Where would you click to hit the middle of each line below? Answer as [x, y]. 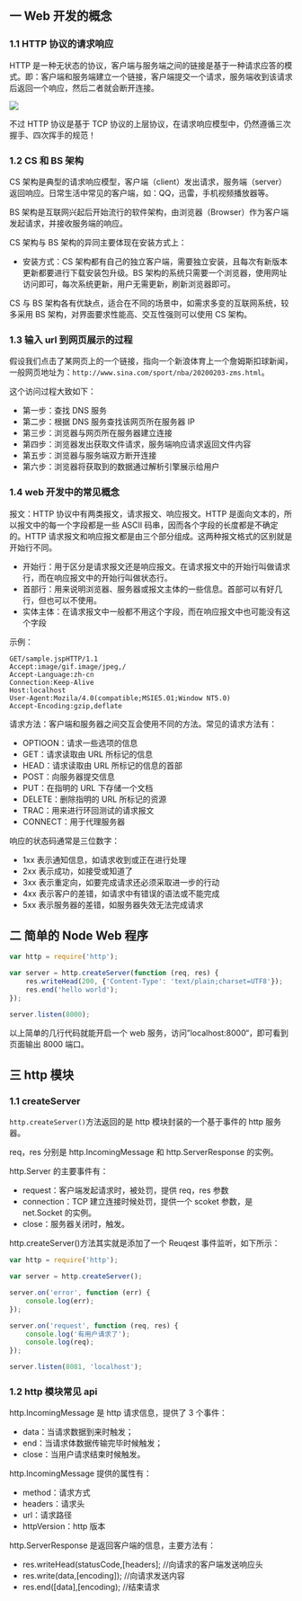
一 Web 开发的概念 [61, 16]
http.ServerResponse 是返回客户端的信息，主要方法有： [113, 1545]
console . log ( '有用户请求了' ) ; [78, 1334]
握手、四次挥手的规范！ [53, 135]
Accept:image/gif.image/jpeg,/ [68, 667]
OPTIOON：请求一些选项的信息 [80, 743]
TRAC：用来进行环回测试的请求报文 [88, 810]
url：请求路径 [47, 1515]
